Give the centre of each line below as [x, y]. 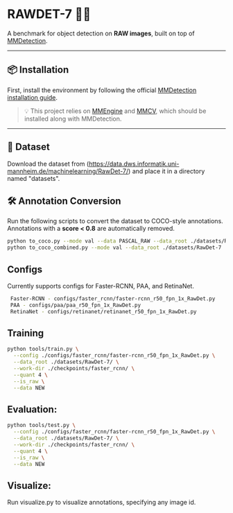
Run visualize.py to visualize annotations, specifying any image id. [102, 503]
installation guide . [32, 97]
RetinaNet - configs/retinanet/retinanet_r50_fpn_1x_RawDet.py [103, 311]
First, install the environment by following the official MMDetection [102, 90]
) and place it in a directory [166, 171]
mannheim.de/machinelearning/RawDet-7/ [68, 171]
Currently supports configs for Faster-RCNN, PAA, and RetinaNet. [101, 286]
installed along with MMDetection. [73, 119]
